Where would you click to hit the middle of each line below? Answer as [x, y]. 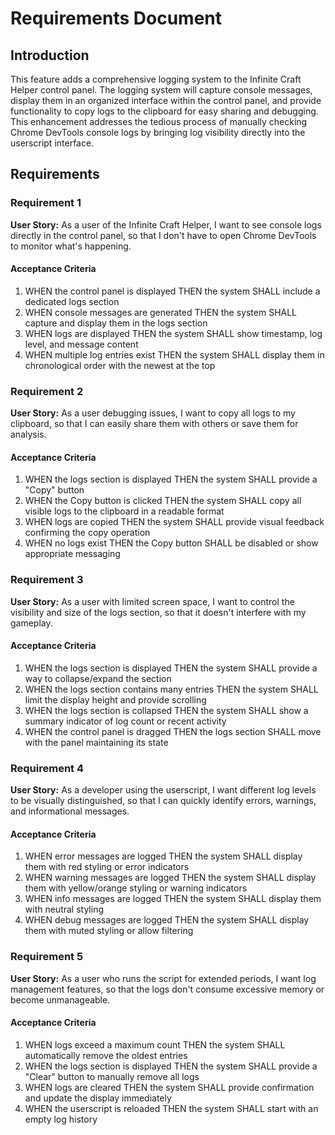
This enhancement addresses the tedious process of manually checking [159, 121]
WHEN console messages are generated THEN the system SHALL [161, 312]
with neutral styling [64, 909]
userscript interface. [52, 143]
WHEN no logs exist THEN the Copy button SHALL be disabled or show [171, 543]
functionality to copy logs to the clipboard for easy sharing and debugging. [164, 111]
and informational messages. [70, 811]
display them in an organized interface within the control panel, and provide [166, 100]
